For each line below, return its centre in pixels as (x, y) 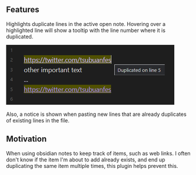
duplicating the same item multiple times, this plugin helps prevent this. (92, 166)
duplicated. (20, 36)
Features (23, 10)
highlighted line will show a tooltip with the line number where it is (86, 30)
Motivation (26, 139)
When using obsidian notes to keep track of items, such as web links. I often (98, 153)
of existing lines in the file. (38, 120)
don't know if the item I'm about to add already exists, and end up (86, 160)
